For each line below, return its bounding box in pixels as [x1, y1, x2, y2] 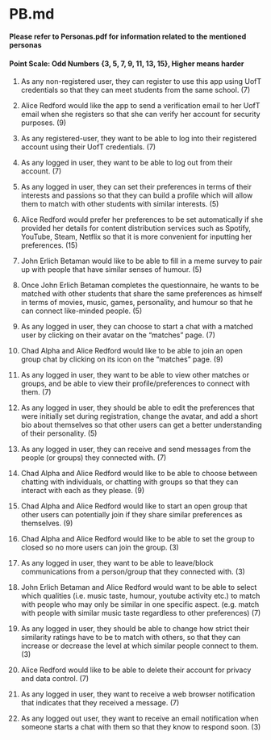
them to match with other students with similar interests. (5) [20, 199, 219, 209]
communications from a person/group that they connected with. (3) [20, 566, 245, 577]
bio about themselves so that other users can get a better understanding [20, 420, 263, 430]
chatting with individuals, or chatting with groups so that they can [20, 477, 239, 487]
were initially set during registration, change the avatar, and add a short [20, 412, 259, 421]
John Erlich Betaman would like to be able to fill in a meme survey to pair [20, 256, 263, 266]
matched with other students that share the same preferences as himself [20, 289, 263, 299]
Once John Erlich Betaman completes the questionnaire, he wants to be [20, 280, 260, 291]
